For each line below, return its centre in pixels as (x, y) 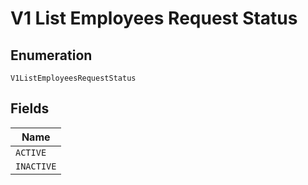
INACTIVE (36, 166)
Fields (30, 108)
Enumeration (51, 55)
